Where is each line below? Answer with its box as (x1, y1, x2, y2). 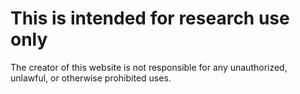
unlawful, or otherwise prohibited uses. (10, 72, 172, 84)
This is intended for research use (10, 7, 290, 30)
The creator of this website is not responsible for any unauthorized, (10, 61, 288, 73)
